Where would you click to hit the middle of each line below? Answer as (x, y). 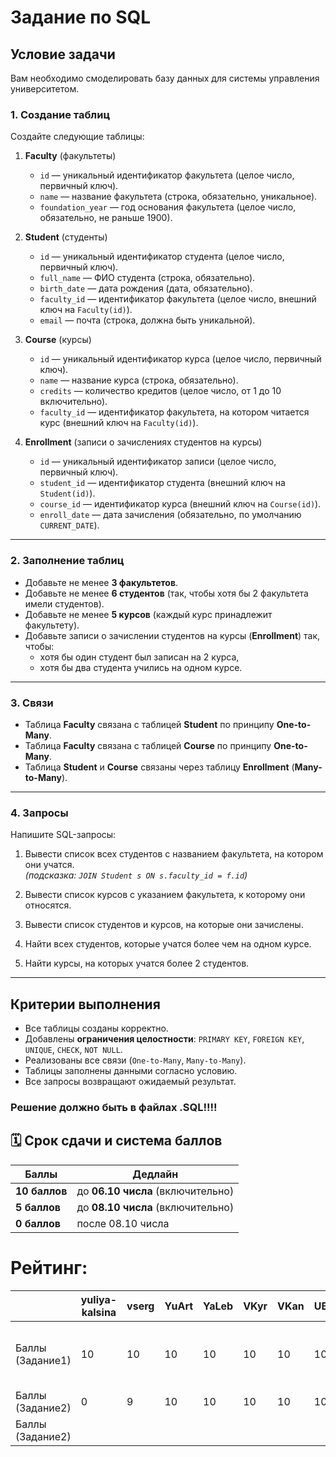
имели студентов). (64, 603)
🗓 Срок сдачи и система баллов (116, 1141)
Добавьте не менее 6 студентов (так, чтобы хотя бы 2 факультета (166, 593)
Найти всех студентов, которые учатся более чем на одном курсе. (168, 944)
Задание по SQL (81, 17)
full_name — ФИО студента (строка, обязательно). (147, 278)
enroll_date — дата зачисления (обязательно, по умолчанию (170, 515)
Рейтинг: (49, 1267)
